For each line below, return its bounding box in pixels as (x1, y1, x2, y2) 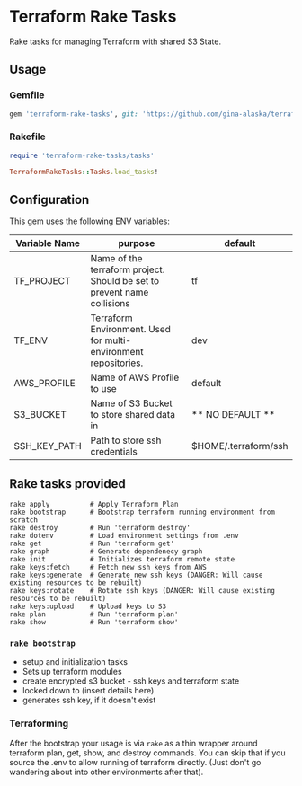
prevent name (90, 286, 149, 298)
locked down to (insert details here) (22, 685, 155, 696)
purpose (118, 237, 155, 250)
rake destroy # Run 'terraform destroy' (9, 524, 191, 533)
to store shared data (90, 409, 175, 421)
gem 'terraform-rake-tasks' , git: (9, 110, 139, 119)
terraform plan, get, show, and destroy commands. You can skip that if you (9, 747, 286, 758)
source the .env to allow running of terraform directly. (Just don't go (9, 756, 262, 767)
